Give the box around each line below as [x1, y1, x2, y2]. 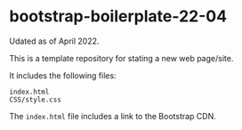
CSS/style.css [9, 95, 62, 104]
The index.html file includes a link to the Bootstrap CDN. [9, 110, 216, 121]
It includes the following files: [9, 69, 117, 81]
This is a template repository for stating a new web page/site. [9, 53, 234, 63]
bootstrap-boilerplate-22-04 [9, 6, 228, 27]
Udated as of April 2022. [9, 36, 100, 46]
